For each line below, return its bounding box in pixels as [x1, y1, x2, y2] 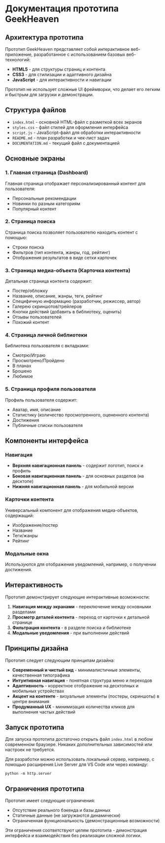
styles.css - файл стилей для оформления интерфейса [12, 124, 129, 130]
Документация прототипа [5, 3, 119, 14]
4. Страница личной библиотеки [5, 332, 88, 338]
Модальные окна [5, 550, 49, 557]
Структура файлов [5, 106, 66, 114]
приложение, [5, 51, 33, 57]
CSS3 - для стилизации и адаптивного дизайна [12, 72, 112, 77]
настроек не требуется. [5, 747, 55, 753]
